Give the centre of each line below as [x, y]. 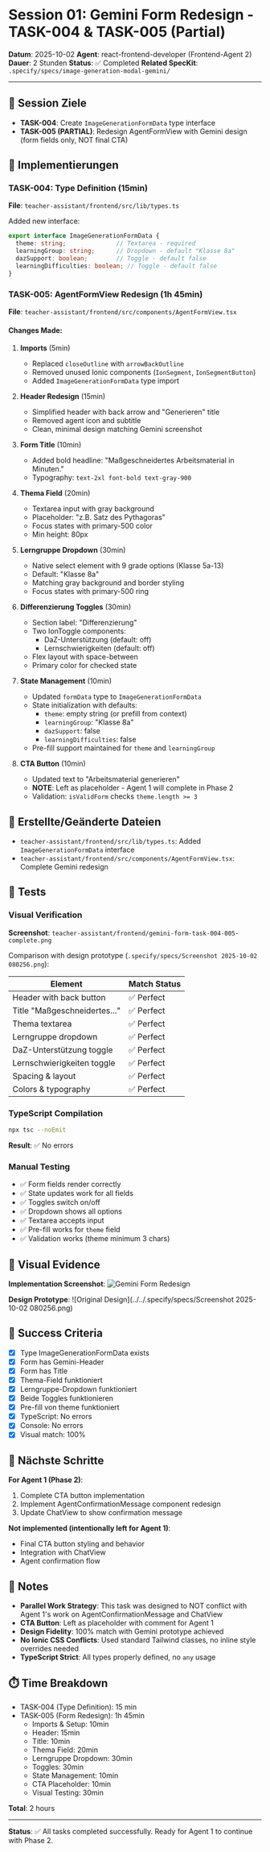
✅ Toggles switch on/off [60, 1202]
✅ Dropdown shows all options [71, 1211]
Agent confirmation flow [60, 1561]
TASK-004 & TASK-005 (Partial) [117, 32]
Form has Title [44, 1371]
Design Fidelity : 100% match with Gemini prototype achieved [122, 1632]
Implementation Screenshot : [57, 1284]
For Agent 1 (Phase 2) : [46, 1480]
